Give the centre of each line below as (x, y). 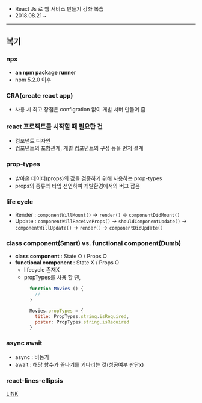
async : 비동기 (32, 357)
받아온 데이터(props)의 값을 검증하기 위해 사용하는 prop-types (88, 178)
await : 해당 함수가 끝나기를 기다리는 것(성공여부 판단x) (79, 364)
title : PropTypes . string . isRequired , (82, 316)
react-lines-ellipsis (35, 380)
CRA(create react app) (40, 95)
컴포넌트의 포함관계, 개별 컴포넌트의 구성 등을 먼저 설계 (79, 148)
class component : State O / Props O (61, 256)
